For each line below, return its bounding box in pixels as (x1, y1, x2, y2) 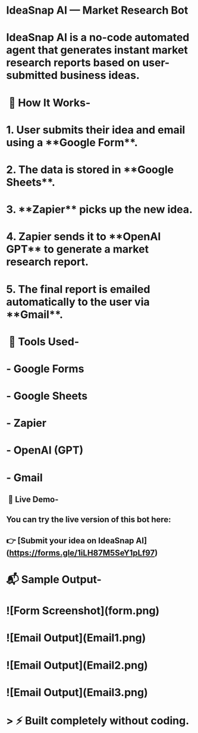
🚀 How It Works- (8, 96, 91, 109)
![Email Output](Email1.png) (6, 631, 146, 645)
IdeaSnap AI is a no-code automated (6, 31, 190, 45)
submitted (6, 69, 58, 82)
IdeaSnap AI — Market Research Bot (6, 4, 188, 17)
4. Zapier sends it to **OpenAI (6, 230, 161, 244)
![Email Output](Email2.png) (6, 658, 149, 672)
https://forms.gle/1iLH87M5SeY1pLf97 (8, 548, 155, 558)
